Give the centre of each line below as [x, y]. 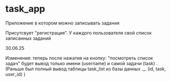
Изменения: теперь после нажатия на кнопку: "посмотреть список [79, 58]
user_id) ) [15, 74]
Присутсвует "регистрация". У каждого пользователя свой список [79, 33]
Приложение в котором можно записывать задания [62, 23]
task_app [25, 9]
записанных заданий [28, 38]
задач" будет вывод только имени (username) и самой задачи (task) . [82, 63]
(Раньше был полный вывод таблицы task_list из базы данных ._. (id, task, [85, 69]
